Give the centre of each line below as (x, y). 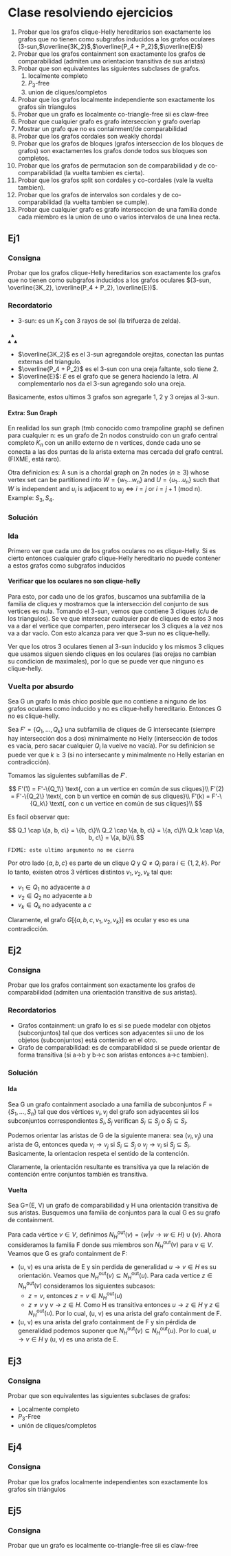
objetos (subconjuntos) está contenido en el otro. (87, 1040)
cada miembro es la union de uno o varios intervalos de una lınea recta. (119, 217)
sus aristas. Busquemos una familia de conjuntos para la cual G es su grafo (114, 1213)
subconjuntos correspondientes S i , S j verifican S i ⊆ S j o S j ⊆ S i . (98, 1121)
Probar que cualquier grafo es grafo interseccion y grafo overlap (109, 121)
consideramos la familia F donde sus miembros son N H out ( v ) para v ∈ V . (111, 1245)
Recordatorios (32, 1010)
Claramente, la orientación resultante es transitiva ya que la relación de (108, 1167)
